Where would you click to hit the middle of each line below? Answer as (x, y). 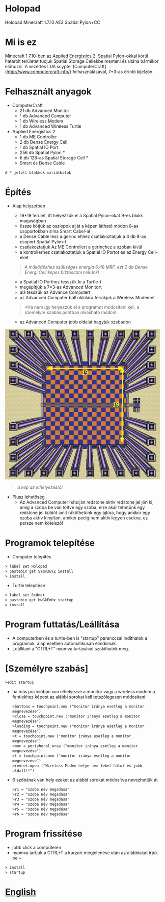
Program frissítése (44, 834)
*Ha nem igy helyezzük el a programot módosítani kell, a (82, 307)
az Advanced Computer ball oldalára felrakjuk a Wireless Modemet (87, 297)
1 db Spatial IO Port (39, 147)
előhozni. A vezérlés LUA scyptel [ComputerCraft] (56, 66)
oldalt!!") (23, 771)
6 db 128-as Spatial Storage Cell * (54, 157)
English (21, 892)
